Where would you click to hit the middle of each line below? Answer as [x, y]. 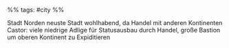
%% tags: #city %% [36, 10]
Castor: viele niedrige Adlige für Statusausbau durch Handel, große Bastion [114, 30]
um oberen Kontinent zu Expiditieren [59, 37]
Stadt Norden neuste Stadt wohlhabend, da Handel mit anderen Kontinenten [115, 23]
